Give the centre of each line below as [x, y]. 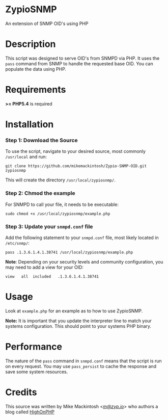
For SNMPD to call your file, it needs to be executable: [62, 204]
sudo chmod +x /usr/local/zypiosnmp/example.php [58, 214]
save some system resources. [37, 372]
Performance [34, 347]
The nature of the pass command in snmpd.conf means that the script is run [83, 361]
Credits [21, 392]
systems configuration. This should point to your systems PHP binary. [78, 326]
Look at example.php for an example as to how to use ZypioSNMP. [74, 311]
